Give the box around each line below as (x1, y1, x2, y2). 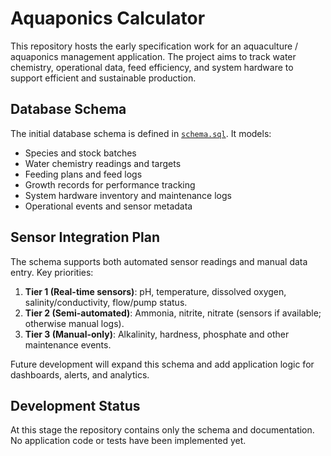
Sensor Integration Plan (10, 229, 161, 246)
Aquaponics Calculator (10, 7, 206, 30)
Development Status (10, 397, 141, 414)
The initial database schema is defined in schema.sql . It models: (10, 127, 272, 139)
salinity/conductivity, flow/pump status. (24, 296, 188, 308)
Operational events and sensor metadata (24, 200, 193, 212)
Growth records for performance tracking (24, 178, 196, 191)
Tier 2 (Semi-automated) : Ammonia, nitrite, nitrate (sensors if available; (24, 307, 322, 319)
